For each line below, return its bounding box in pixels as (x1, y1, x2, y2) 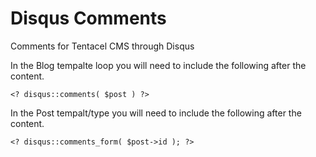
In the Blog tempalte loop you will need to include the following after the (10, 59, 307, 71)
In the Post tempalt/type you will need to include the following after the (10, 107, 302, 119)
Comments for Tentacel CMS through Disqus (10, 40, 195, 52)
